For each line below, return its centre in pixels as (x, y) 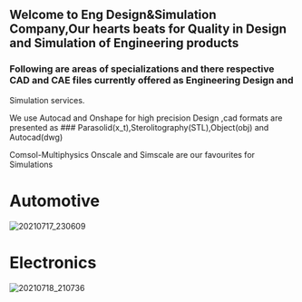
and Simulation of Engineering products (124, 43)
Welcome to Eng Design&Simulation (113, 15)
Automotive (55, 201)
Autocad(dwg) (36, 137)
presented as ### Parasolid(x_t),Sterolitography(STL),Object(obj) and (139, 127)
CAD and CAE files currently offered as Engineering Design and (151, 81)
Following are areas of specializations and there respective (142, 69)
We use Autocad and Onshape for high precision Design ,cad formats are (146, 118)
